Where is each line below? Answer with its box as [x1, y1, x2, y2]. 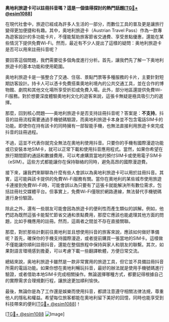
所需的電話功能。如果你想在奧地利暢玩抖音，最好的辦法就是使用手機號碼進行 [5, 265, 164, 271]
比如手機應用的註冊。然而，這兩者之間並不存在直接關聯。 [14, 218, 133, 224]
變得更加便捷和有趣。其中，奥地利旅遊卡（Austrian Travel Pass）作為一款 [5, 27, 158, 33]
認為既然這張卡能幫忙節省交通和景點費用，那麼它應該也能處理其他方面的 [9, 212, 159, 218]
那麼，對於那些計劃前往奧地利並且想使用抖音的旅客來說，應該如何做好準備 [5, 229, 159, 235]
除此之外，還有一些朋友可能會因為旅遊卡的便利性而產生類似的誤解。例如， [5, 206, 159, 211]
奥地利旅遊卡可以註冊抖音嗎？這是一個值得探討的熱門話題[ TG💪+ [5, 5, 138, 11]
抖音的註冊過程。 [5, 129, 41, 135]
